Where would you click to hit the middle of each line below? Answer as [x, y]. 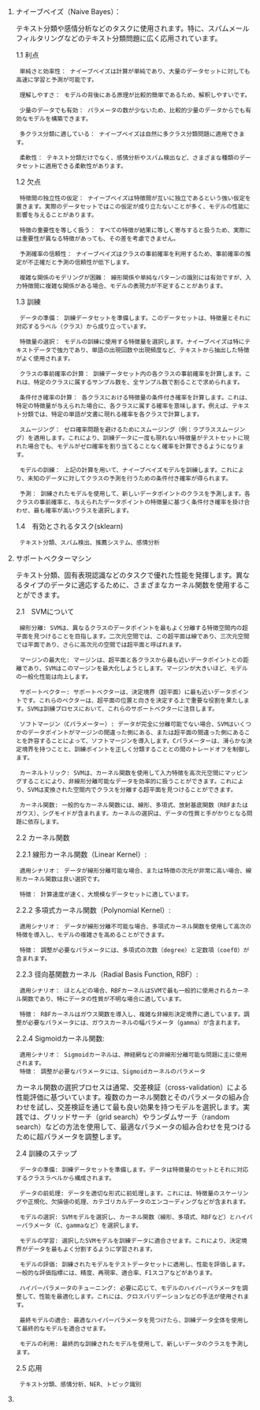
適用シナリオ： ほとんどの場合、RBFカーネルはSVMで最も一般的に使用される [126, 991]
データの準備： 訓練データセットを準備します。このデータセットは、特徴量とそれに [135, 318]
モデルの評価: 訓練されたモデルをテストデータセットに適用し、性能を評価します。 [134, 1265]
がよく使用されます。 [45, 358]
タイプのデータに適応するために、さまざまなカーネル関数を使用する [133, 585]
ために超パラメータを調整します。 [71, 1136]
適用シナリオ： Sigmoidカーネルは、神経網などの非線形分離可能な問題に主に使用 [133, 1055]
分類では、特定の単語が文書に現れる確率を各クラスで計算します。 [112, 414]
